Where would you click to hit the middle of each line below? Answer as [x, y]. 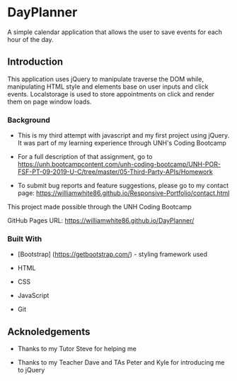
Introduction [35, 62]
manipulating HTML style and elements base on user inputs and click [108, 87]
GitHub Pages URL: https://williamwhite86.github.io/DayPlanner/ [101, 221]
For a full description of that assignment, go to [85, 157]
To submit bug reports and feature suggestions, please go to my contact [123, 186]
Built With [25, 238]
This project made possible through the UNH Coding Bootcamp [100, 207]
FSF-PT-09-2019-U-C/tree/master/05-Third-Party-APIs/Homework [115, 172]
